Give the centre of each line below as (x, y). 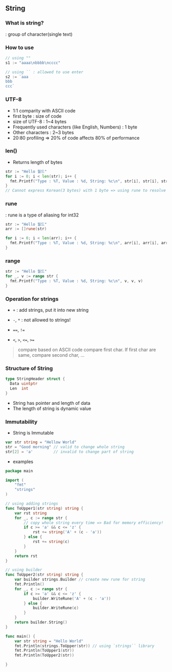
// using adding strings (32, 504)
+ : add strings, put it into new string (50, 310)
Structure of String (29, 368)
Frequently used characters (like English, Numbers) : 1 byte (75, 127)
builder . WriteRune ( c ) (56, 608)
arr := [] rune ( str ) (26, 229)
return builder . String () (41, 622)
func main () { (20, 636)
